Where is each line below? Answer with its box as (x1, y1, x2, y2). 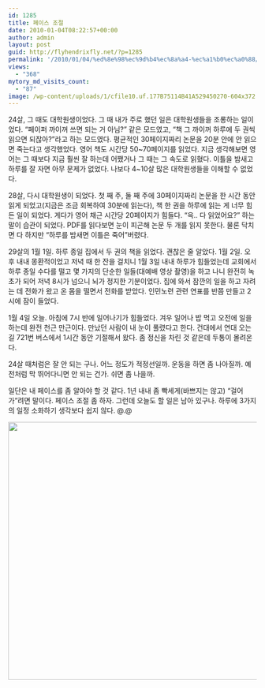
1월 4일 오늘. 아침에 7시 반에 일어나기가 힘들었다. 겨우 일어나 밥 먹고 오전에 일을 (8, 313, 252, 323)
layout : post (8, 41, 51, 49)
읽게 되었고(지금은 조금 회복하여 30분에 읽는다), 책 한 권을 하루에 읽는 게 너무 (8, 200, 244, 210)
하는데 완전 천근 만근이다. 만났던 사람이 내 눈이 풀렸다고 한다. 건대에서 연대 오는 (8, 323, 252, 332)
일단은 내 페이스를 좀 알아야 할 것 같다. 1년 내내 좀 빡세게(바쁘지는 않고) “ (8, 386, 231, 395)
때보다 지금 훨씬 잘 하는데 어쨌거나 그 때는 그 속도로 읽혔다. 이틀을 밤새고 (31, 155, 254, 164)
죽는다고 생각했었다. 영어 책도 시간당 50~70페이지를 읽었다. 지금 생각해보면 (16, 144, 248, 154)
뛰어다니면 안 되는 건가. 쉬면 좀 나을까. (37, 369, 155, 379)
